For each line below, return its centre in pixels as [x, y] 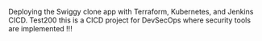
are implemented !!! [40, 29]
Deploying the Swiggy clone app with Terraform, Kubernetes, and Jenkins [131, 12]
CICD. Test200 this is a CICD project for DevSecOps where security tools [130, 20]
